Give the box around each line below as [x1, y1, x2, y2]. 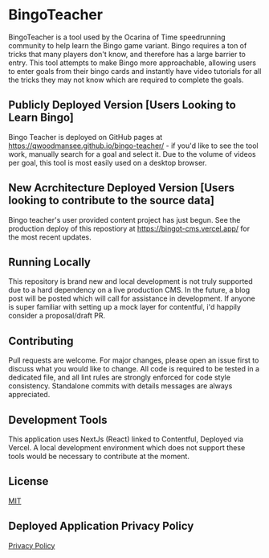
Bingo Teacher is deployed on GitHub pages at [8, 132, 163, 142]
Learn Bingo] [8, 111, 74, 125]
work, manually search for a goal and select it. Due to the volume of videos [8, 149, 256, 158]
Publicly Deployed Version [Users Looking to [8, 98, 237, 112]
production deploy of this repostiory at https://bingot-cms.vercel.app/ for [8, 224, 251, 233]
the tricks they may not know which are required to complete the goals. [8, 75, 244, 84]
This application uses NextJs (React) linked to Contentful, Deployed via [8, 434, 243, 444]
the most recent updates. [8, 232, 92, 242]
